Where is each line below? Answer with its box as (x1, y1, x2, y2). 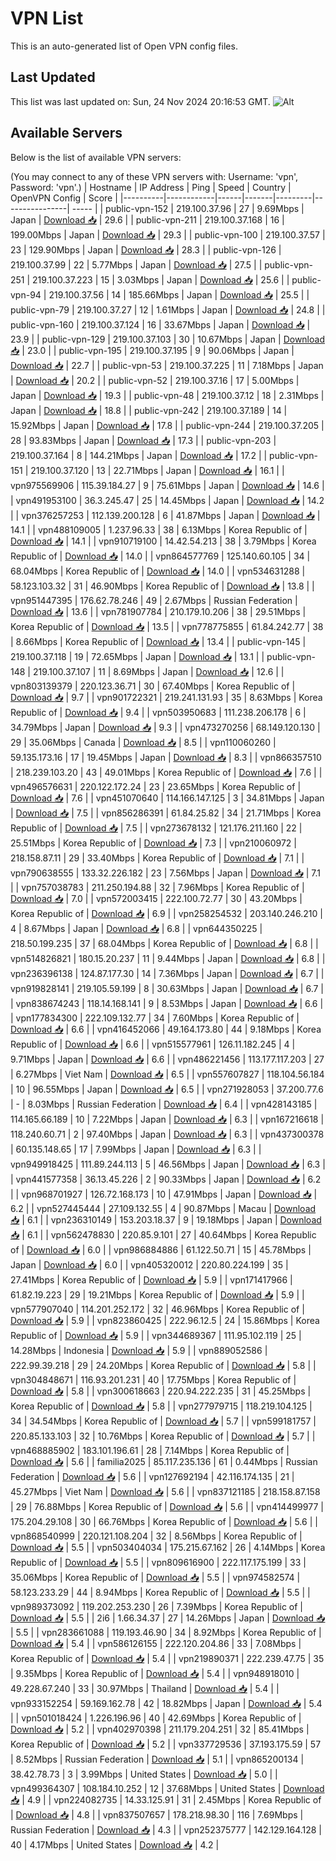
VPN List (10, 7, 84, 30)
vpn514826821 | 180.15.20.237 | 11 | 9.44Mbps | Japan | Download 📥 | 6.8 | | (10, 952, 326, 964)
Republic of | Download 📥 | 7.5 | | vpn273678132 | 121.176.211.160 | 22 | (10, 822, 303, 834)
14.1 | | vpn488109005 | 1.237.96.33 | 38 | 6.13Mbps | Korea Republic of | (10, 523, 308, 536)
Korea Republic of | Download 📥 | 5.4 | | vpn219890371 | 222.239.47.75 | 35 (10, 1652, 325, 1664)
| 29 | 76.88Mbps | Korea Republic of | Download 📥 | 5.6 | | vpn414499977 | (10, 1500, 324, 1512)
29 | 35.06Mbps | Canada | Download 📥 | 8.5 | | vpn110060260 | (10, 736, 277, 748)
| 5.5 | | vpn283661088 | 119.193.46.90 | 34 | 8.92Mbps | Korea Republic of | (10, 1626, 322, 1638)
